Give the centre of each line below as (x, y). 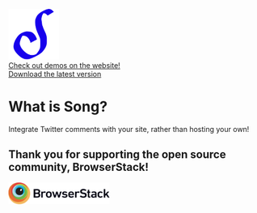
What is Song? (58, 107)
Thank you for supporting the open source (117, 155)
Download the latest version (55, 74)
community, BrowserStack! (79, 167)
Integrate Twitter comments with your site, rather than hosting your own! (129, 129)
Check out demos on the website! (65, 65)
